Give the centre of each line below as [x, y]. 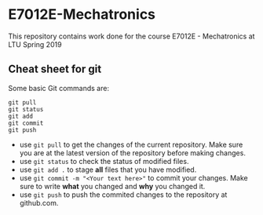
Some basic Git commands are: [59, 88]
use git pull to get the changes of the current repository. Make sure [131, 144]
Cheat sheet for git [55, 69]
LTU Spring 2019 [35, 44]
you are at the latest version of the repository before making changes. [132, 153]
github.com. [39, 202]
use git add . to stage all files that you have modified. [108, 169]
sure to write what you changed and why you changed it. [112, 186]
